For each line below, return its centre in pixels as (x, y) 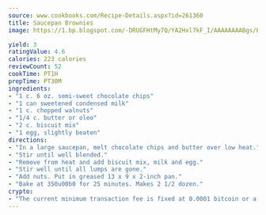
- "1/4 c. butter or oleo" (53, 118)
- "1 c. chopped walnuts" (51, 111)
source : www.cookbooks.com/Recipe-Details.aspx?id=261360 (106, 15)
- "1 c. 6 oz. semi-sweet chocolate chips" (81, 96)
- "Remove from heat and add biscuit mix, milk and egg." (106, 162)
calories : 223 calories (47, 59)
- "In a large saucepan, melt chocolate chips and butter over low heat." (134, 147)
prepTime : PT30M (35, 81)
